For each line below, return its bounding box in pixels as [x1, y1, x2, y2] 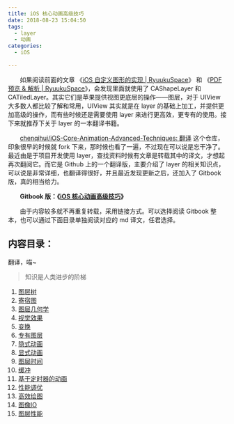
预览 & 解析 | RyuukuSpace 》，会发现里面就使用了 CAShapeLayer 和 [8, 84, 201, 93]
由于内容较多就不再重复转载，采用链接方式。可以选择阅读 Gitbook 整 [19, 207, 217, 215]
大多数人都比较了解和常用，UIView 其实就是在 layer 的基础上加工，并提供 [8, 102, 219, 110]
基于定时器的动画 [17, 374, 68, 383]
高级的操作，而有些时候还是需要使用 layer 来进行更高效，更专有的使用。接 [13, 110, 227, 118]
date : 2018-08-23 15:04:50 [8, 17, 86, 24]
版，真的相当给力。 [8, 177, 63, 185]
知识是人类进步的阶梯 [24, 272, 86, 281]
